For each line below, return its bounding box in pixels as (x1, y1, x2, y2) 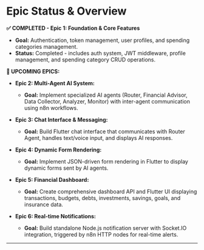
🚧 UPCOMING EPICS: (6, 68, 60, 75)
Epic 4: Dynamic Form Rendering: (15, 146, 102, 153)
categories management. (15, 43, 78, 50)
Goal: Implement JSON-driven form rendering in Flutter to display (24, 158, 188, 165)
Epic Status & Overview (6, 4, 127, 18)
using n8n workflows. (24, 104, 78, 111)
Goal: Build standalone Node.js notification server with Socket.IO (24, 224, 187, 232)
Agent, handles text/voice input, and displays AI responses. (24, 134, 173, 141)
